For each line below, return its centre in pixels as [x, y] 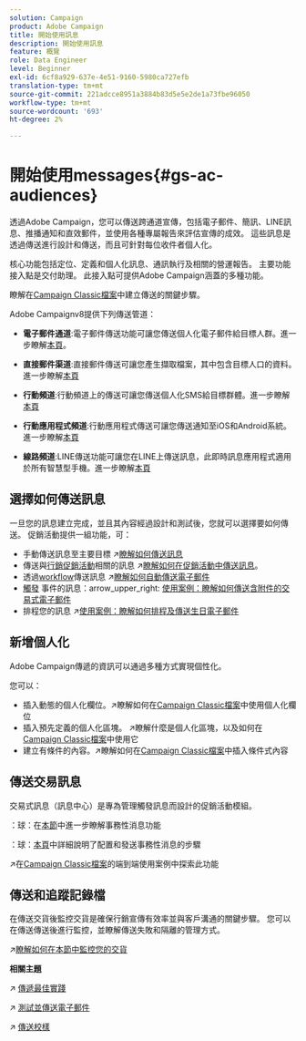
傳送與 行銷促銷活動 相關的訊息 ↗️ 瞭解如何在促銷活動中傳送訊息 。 [143, 565]
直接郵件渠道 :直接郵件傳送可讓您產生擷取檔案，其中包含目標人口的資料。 [159, 365]
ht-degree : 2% [36, 119]
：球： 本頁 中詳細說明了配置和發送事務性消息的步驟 [105, 844]
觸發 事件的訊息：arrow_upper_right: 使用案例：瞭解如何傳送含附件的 [152, 588]
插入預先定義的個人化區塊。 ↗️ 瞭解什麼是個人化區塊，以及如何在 [143, 727]
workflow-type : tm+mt [51, 103]
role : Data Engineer [49, 60]
